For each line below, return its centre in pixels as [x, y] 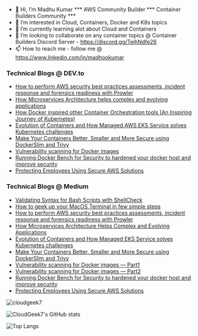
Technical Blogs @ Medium [48, 187]
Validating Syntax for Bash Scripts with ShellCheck [79, 200]
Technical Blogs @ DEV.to [45, 73]
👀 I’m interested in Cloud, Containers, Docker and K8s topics [91, 22]
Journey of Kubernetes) [45, 119]
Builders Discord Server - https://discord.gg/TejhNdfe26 [86, 42]
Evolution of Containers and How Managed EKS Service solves [94, 238]
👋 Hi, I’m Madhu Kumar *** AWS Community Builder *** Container [98, 9]
